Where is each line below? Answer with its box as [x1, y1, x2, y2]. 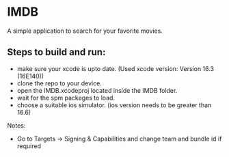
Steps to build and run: [7, 46, 106, 58]
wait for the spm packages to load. [16, 94, 115, 102]
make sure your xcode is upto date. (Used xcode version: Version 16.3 [16, 64, 214, 72]
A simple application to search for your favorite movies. [7, 27, 163, 35]
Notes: [7, 121, 26, 130]
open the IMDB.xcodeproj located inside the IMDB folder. [16, 86, 178, 94]
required [16, 141, 42, 150]
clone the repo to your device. [16, 79, 103, 87]
